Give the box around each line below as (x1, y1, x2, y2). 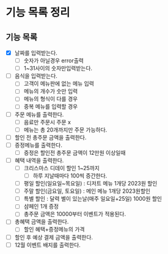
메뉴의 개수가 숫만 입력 (23, 88, 78, 95)
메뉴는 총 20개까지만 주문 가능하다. (23, 126, 108, 133)
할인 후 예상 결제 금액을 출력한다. (14, 233, 93, 241)
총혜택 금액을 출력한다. (14, 218, 69, 225)
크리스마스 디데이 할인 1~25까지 (23, 164, 100, 171)
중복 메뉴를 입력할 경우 (23, 103, 78, 110)
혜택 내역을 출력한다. (14, 157, 64, 164)
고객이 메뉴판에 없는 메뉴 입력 (23, 80, 94, 88)
